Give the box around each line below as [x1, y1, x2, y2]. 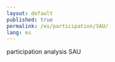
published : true [6, 16, 53, 23]
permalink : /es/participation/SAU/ [6, 22, 109, 29]
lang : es [6, 29, 32, 36]
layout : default [6, 10, 53, 17]
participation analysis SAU [6, 48, 81, 56]
